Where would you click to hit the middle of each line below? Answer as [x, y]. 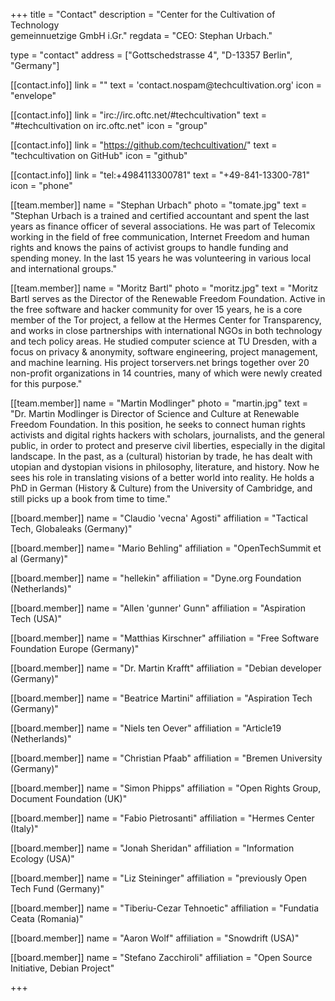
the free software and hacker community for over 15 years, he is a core [156, 309]
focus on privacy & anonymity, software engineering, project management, [164, 352]
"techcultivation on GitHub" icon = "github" [99, 155]
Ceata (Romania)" [47, 918]
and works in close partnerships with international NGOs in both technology [166, 330]
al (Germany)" [39, 558]
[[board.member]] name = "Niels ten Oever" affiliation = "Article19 [146, 728]
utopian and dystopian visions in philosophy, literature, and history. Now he [165, 467]
